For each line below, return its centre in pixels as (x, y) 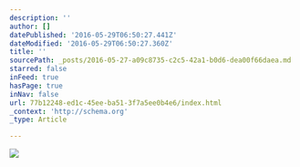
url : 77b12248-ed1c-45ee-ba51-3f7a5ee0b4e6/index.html (116, 103)
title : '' (28, 52)
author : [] (30, 26)
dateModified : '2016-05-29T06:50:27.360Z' (91, 43)
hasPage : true (36, 86)
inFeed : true (34, 78)
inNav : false (34, 94)
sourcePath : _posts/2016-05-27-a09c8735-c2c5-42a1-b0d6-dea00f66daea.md (150, 60)
